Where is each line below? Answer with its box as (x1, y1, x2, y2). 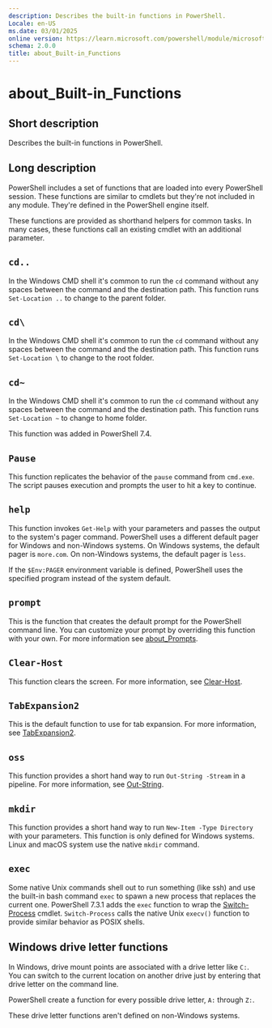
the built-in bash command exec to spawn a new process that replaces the (8, 891, 257, 901)
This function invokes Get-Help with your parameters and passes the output (8, 523, 261, 533)
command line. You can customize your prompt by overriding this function (8, 625, 256, 635)
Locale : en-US (8, 19, 57, 28)
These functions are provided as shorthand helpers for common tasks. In (8, 215, 253, 225)
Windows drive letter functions (8, 941, 168, 954)
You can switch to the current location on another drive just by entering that (8, 971, 261, 980)
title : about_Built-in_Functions (8, 49, 121, 57)
